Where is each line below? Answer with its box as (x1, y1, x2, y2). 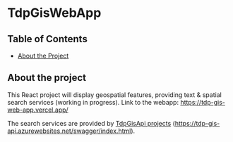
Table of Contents (7, 33, 88, 45)
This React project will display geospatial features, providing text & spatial (7, 90, 222, 99)
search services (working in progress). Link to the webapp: (7, 98, 179, 106)
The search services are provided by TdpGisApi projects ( (7, 119, 175, 127)
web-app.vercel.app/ (7, 105, 68, 114)
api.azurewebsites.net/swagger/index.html (7, 127, 131, 135)
